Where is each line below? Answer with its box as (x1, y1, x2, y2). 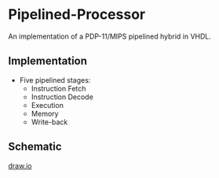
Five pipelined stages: (19, 75, 91, 84)
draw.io (8, 161, 32, 170)
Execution (31, 100, 64, 109)
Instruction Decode (31, 92, 94, 102)
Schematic (8, 140, 62, 154)
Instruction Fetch (31, 83, 86, 93)
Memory (31, 109, 59, 118)
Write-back (31, 117, 68, 127)
